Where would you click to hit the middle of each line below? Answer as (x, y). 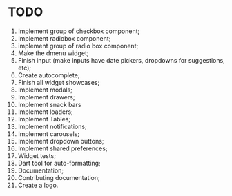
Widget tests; (37, 155)
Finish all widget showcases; (59, 82)
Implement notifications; (52, 126)
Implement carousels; (49, 134)
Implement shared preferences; (62, 148)
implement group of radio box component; (78, 46)
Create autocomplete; (49, 75)
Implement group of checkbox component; (79, 31)
